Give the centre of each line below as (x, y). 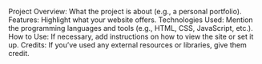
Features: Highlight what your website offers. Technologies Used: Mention (131, 20)
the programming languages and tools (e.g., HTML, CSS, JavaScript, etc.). (131, 28)
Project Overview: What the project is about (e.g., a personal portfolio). (125, 11)
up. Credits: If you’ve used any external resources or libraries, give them (127, 45)
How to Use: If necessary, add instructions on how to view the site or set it (131, 36)
